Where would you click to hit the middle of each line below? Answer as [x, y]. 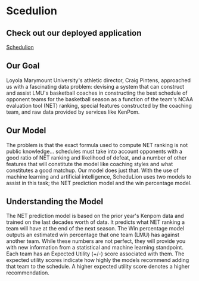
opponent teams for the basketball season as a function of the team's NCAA [100, 99]
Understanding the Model [55, 202]
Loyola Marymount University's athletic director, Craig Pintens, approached [99, 80]
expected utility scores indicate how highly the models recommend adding [98, 260]
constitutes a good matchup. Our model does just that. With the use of [92, 170]
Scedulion [32, 11]
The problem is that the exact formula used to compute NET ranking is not [97, 145]
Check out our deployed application [74, 33]
